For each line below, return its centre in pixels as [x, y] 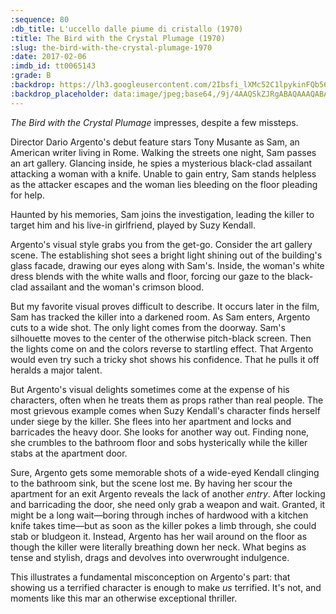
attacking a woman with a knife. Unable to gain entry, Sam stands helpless [163, 173]
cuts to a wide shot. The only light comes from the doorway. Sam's [148, 327]
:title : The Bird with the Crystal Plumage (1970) [118, 38]
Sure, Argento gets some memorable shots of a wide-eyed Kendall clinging [165, 472]
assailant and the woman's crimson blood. [117, 287]
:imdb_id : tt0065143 [53, 66]
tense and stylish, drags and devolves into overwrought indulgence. [150, 557]
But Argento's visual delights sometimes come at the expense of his [150, 389]
